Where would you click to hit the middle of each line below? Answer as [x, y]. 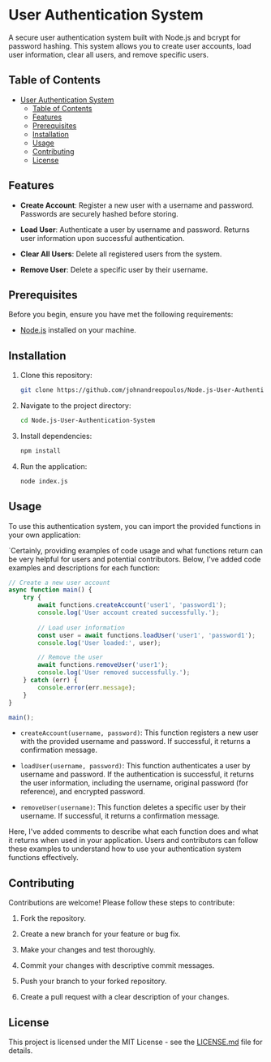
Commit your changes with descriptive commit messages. [117, 965]
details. [21, 1051]
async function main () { [50, 590]
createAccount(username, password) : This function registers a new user [139, 733]
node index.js [44, 481]
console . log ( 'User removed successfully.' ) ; [114, 673]
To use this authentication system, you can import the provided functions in [135, 526]
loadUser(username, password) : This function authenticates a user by [135, 766]
